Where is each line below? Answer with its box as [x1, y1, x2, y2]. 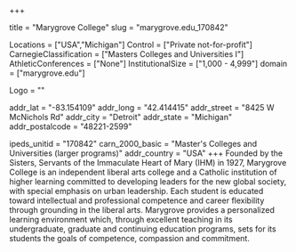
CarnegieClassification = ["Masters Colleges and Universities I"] [9, 49, 244, 59]
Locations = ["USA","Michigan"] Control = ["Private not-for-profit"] [9, 39, 253, 50]
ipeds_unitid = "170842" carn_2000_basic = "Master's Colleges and [9, 139, 258, 149]
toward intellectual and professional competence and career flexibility [9, 195, 265, 206]
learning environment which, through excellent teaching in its [9, 215, 233, 224]
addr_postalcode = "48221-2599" [9, 121, 132, 132]
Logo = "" [9, 85, 45, 95]
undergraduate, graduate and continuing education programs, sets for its [9, 224, 277, 234]
